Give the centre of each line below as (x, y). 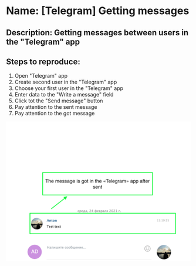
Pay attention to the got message (55, 114)
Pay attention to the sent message (56, 107)
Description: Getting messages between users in (97, 33)
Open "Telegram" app (41, 76)
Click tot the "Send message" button (59, 101)
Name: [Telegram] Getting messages (98, 11)
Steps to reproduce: (43, 61)
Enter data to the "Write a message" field (64, 95)
